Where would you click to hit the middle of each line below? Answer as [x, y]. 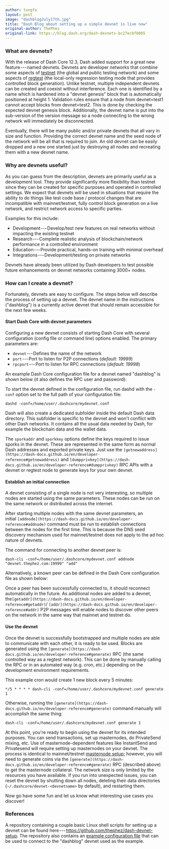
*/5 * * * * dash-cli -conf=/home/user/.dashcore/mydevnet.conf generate [84, 689]
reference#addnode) [26, 525]
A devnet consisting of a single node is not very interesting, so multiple [79, 493]
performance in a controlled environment [55, 244]
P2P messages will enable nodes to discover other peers [99, 610]
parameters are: [22, 344]
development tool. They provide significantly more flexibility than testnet [80, 182]
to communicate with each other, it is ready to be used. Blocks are [74, 643]
